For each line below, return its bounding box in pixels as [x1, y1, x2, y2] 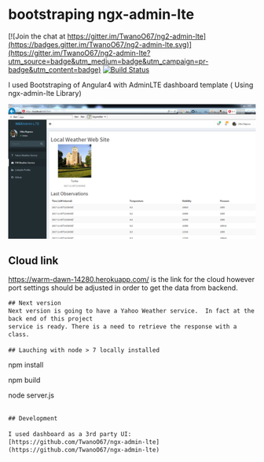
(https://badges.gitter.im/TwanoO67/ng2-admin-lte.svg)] [8, 39, 192, 49]
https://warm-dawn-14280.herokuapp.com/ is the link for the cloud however [8, 275, 255, 284]
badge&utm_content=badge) [8, 64, 101, 74]
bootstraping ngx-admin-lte [8, 5, 195, 24]
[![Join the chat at [8, 31, 66, 41]
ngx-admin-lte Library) [8, 88, 82, 97]
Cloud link [8, 254, 59, 267]
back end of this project [8, 315, 93, 323]
